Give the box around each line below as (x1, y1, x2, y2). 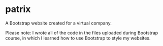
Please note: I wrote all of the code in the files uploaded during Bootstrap (5, 29, 158, 35)
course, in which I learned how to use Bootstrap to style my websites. (5, 35, 151, 41)
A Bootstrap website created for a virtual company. (5, 20, 112, 26)
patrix (5, 3, 31, 15)
